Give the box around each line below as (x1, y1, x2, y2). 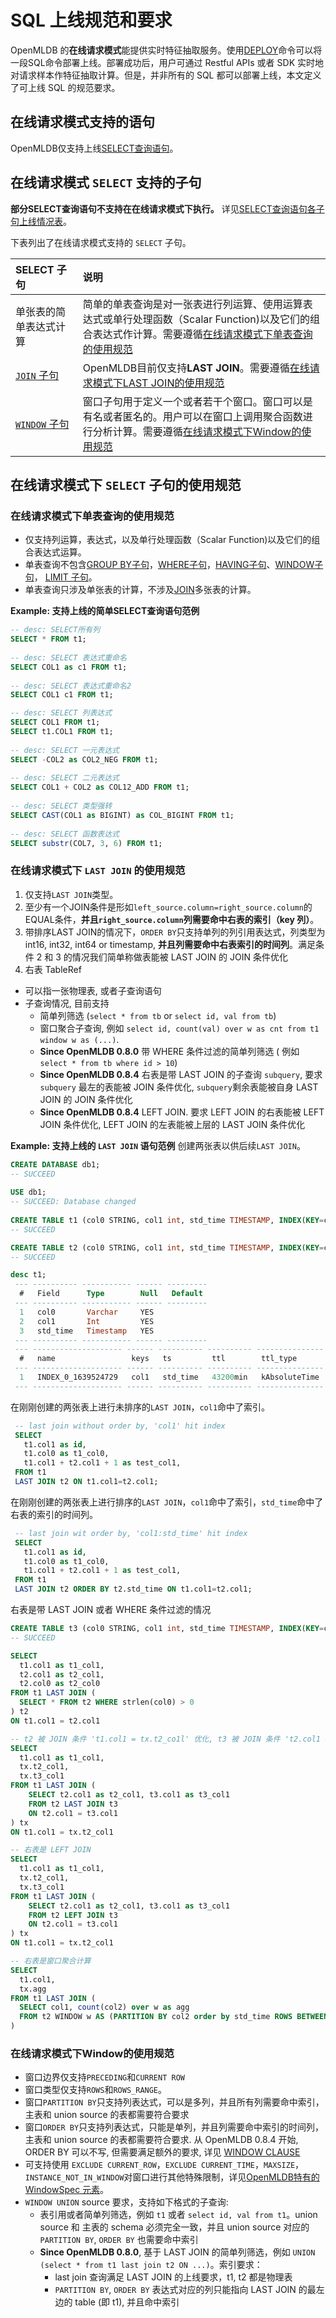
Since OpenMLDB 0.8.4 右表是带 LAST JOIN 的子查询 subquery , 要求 (39, 1068, 323, 1080)
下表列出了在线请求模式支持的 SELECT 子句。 (10, 236, 192, 248)
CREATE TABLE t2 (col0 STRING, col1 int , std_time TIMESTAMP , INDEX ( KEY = (10, 1242, 325, 1253)
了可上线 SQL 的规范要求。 (10, 81, 121, 93)
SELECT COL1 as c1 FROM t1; (10, 662, 128, 672)
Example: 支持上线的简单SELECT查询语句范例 (10, 605, 200, 617)
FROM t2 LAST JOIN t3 (28, 1799, 118, 1809)
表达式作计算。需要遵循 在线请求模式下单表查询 (92, 327, 313, 341)
